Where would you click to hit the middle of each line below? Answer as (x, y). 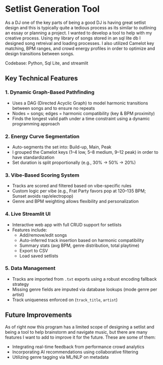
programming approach (36, 123)
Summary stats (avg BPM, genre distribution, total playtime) (79, 245)
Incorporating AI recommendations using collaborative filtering (75, 352)
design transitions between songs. (40, 53)
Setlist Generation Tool (52, 9)
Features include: (30, 230)
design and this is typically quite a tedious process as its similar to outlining (81, 27)
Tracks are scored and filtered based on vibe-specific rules (72, 186)
